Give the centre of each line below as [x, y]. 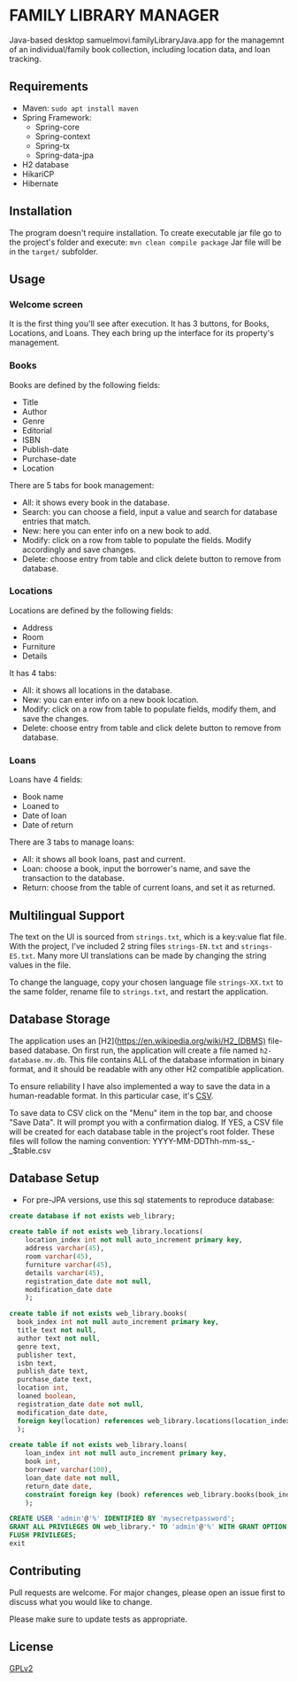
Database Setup [54, 1178]
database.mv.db [37, 1060]
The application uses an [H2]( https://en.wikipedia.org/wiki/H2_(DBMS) [138, 1040]
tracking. [25, 58]
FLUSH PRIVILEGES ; [43, 1535]
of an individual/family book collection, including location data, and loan [140, 49]
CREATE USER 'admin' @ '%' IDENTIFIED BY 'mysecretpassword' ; [122, 1519]
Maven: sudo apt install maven [80, 108]
